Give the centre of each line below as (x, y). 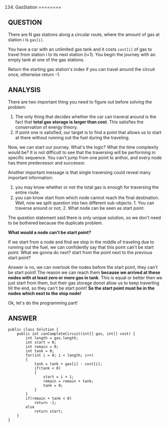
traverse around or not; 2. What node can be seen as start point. (80, 208)
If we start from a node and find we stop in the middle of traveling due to (81, 242)
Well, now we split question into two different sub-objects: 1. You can (85, 203)
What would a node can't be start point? (50, 232)
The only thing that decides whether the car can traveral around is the (85, 116)
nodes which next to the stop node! (45, 293)
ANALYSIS (24, 90)
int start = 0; (41, 343)
